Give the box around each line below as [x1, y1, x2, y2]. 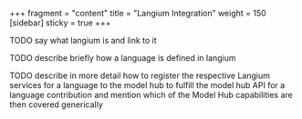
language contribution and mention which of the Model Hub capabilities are [9, 90, 294, 100]
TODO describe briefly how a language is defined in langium [9, 53, 236, 63]
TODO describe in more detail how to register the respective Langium [9, 70, 271, 81]
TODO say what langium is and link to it [9, 35, 157, 45]
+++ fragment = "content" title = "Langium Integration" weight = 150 [9, 8, 266, 18]
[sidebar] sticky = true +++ [9, 17, 111, 28]
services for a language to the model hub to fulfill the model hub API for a [9, 80, 286, 90]
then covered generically [9, 99, 103, 110]
